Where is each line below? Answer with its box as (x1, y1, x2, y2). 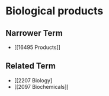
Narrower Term (5, 28, 63, 38)
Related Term (5, 61, 56, 71)
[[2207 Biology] (14, 76, 53, 84)
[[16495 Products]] (14, 44, 60, 51)
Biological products (5, 4, 104, 18)
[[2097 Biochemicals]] (14, 83, 69, 90)
